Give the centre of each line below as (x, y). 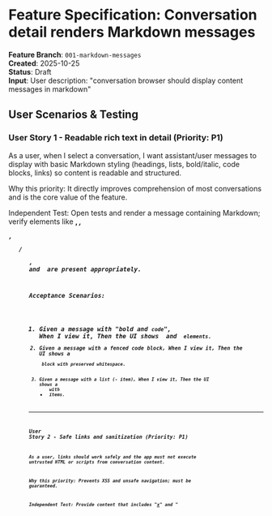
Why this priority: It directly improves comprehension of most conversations (135, 188)
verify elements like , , (45, 221)
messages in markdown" (50, 89)
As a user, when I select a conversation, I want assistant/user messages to (133, 155)
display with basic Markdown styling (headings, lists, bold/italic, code (124, 164)
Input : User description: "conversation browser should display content (126, 80)
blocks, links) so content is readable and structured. (95, 173)
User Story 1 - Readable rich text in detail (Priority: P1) (116, 138)
